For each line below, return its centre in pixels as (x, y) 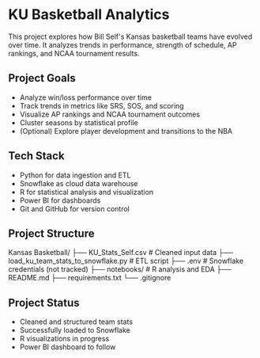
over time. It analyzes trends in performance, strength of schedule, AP (122, 44)
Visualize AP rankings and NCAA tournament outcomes (109, 114)
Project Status (44, 303)
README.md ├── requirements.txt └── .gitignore (90, 278)
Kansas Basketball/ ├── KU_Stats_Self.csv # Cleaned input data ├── (121, 253)
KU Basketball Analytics (89, 15)
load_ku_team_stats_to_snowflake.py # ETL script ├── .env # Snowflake (126, 261)
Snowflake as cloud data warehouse (79, 183)
